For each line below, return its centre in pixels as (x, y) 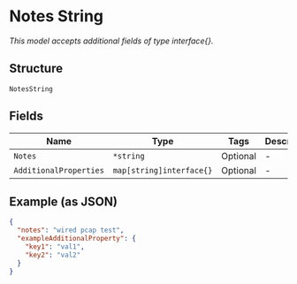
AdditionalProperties (59, 170)
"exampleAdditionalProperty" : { (77, 239)
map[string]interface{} (163, 170)
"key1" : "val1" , (55, 247)
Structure (36, 69)
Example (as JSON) (63, 201)
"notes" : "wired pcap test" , (71, 230)
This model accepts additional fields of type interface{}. (111, 41)
